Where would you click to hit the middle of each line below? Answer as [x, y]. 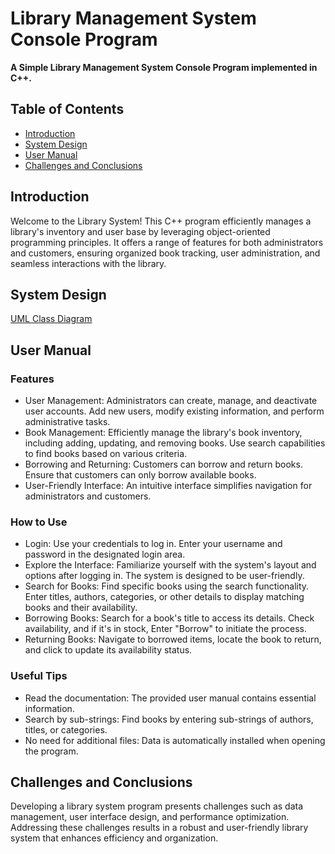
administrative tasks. [67, 422]
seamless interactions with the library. [88, 263]
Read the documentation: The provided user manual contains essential [170, 698]
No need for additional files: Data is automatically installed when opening [175, 740]
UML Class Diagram [51, 319]
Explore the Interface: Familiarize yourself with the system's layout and [170, 565]
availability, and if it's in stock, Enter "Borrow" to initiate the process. [166, 629]
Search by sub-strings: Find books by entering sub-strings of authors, [169, 719]
